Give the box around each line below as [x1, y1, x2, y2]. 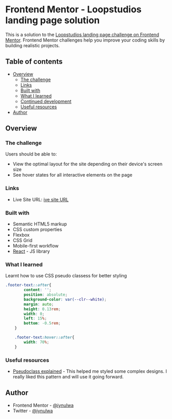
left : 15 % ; [24, 316, 47, 321]
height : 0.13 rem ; [24, 307, 61, 312]
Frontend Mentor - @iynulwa [12, 402, 74, 408]
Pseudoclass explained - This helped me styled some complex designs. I [12, 368, 167, 374]
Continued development [20, 98, 72, 104]
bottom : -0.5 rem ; [24, 321, 61, 326]
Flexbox [12, 232, 30, 238]
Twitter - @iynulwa [12, 407, 53, 414]
